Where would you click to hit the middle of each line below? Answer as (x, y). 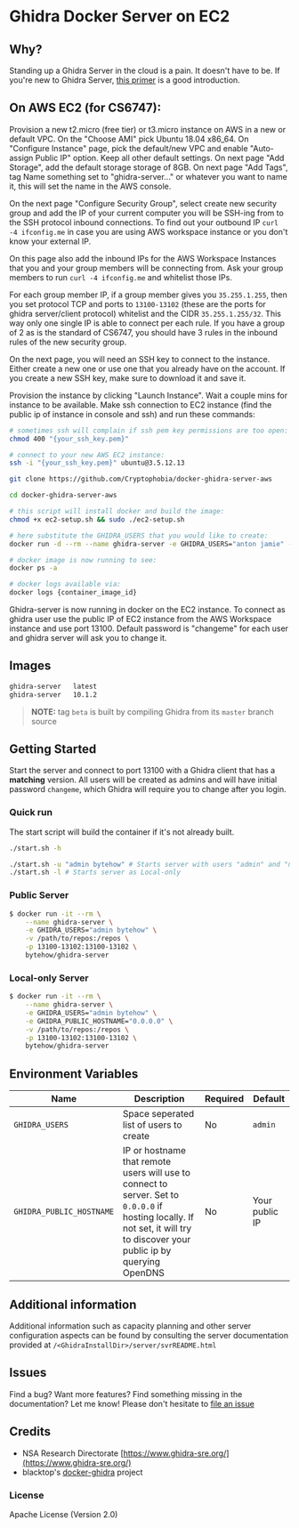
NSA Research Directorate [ (73, 1453)
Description (159, 1099)
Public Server (39, 895)
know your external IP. (50, 241)
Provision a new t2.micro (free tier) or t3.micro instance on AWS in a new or (148, 129)
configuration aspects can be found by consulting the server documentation (149, 1335)
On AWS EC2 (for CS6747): (85, 108)
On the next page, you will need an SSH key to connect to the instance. (140, 359)
